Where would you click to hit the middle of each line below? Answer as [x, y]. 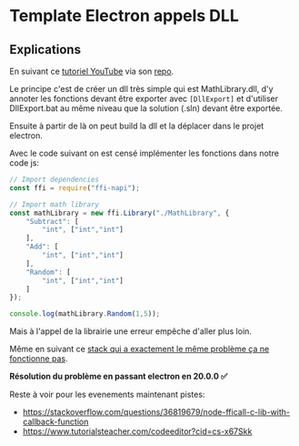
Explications [45, 50]
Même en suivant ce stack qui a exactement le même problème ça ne [140, 349]
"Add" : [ [42, 247]
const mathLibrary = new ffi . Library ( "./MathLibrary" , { [120, 213]
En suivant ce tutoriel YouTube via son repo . [92, 71]
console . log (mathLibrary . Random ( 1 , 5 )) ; [85, 314]
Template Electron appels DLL [124, 16]
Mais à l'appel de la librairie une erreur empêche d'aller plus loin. [131, 331]
